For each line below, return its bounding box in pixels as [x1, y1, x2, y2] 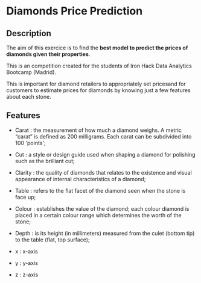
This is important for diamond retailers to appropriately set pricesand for [6, 80, 186, 87]
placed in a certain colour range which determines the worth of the [14, 211, 182, 219]
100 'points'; [14, 139, 46, 146]
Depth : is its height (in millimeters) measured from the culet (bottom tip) [14, 229, 195, 237]
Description [6, 28, 51, 39]
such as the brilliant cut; [14, 157, 75, 164]
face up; [14, 193, 36, 201]
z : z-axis [14, 271, 38, 278]
